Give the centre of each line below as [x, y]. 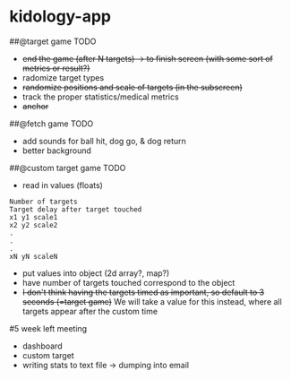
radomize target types [63, 77]
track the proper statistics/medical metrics [100, 97]
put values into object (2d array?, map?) [96, 273]
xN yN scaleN [34, 256]
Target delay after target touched [76, 209]
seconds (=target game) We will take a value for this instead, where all [152, 301]
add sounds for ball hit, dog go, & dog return [104, 141]
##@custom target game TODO [68, 168]
